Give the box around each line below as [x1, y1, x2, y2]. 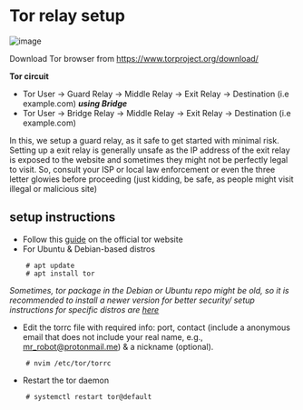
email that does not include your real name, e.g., [22, 331, 204, 342]
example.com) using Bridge [22, 97, 128, 109]
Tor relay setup [9, 5, 125, 26]
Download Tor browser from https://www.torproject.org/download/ [9, 53, 259, 64]
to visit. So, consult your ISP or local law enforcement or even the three [9, 164, 276, 175]
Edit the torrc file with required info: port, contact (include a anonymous [22, 322, 290, 333]
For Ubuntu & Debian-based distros [22, 243, 156, 255]
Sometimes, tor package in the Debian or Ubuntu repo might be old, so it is [9, 285, 289, 295]
